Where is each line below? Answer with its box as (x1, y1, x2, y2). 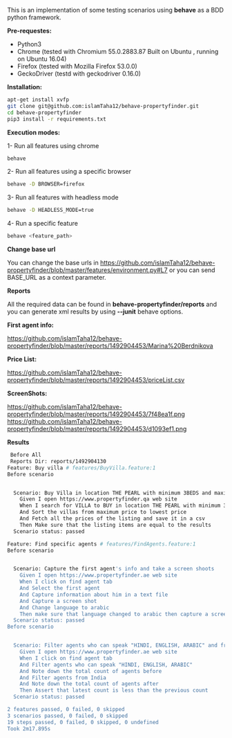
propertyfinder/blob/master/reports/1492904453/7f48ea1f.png (7, 410, 185, 418)
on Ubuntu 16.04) (17, 55, 67, 63)
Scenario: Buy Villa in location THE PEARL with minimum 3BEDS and (13, 489, 212, 496)
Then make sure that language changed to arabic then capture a (19, 611, 209, 618)
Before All (10, 451, 41, 458)
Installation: (7, 83, 43, 91)
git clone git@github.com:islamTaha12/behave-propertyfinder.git (7, 102, 199, 109)
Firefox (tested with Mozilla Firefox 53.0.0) (17, 62, 138, 70)
